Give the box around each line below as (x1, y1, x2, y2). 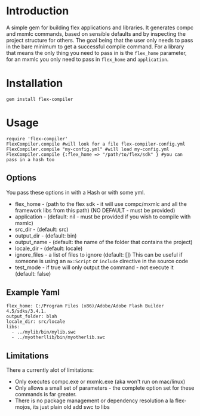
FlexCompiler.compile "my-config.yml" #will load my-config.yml (6, 146, 170, 152)
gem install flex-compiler (6, 96, 73, 102)
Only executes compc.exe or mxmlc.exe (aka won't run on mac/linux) (14, 378, 186, 386)
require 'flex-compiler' (6, 135, 68, 141)
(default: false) (14, 270, 51, 277)
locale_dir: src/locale (6, 319, 66, 325)
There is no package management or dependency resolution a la (14, 397, 174, 404)
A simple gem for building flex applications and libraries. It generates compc (6, 24, 194, 31)
